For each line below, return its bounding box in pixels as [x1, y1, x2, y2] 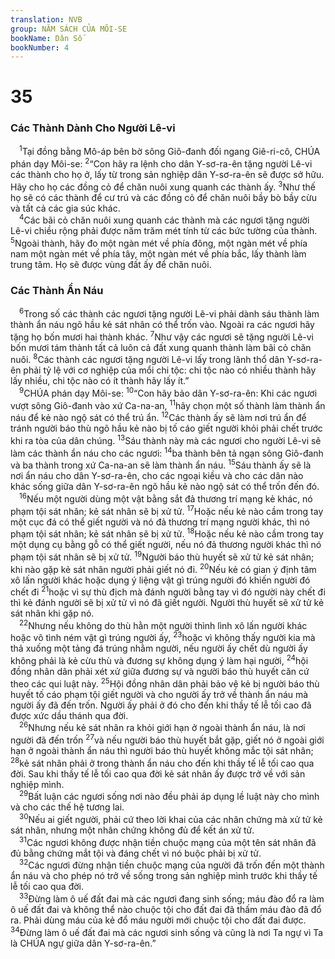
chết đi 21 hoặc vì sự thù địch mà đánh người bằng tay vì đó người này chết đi [10, 584, 326, 598]
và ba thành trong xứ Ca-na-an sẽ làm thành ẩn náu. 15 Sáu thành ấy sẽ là [10, 457, 312, 471]
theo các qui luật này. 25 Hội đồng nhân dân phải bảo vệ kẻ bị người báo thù [10, 676, 320, 690]
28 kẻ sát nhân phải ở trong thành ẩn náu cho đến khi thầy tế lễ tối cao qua [10, 756, 315, 769]
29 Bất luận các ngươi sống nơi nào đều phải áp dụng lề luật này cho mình [19, 789, 320, 803]
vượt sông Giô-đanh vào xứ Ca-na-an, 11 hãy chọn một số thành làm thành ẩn [10, 397, 326, 411]
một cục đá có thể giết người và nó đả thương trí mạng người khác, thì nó [10, 516, 310, 528]
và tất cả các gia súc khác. [10, 202, 121, 214]
